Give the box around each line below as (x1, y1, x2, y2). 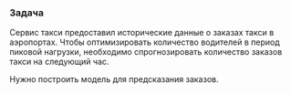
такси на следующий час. (9, 57, 109, 68)
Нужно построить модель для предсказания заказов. (9, 74, 219, 85)
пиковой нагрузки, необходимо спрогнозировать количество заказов (9, 47, 283, 57)
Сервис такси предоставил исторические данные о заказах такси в (9, 27, 275, 38)
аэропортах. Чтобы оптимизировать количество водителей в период (9, 37, 280, 47)
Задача (9, 6, 44, 19)
